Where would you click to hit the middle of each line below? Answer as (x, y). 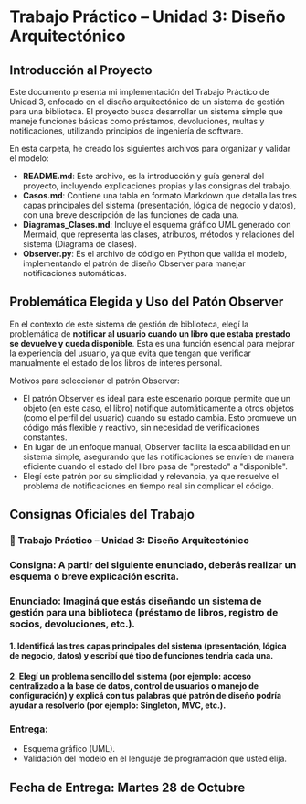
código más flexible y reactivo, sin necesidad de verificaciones (141, 427)
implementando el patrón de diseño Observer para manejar (134, 263)
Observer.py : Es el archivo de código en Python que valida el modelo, (155, 254)
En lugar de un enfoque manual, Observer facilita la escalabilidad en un (157, 446)
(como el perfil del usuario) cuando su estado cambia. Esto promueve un (159, 417)
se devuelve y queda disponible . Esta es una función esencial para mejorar (152, 343)
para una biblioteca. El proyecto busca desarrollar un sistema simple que (146, 111)
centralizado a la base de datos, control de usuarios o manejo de (134, 686)
